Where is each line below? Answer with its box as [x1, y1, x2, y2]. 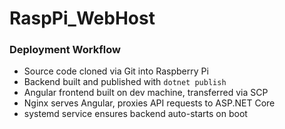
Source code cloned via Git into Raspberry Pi [23, 65, 209, 77]
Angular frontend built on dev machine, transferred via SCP [23, 87, 269, 99]
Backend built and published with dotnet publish [23, 76, 227, 88]
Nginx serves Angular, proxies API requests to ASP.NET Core [23, 97, 276, 109]
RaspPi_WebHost [9, 7, 156, 30]
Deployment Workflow [9, 43, 121, 57]
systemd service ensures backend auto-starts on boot [23, 108, 248, 120]
